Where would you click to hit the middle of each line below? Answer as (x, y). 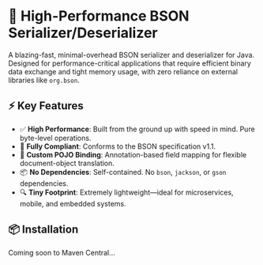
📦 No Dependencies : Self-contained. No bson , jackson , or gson (123, 172)
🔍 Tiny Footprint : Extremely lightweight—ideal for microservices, (127, 192)
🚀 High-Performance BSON (99, 16)
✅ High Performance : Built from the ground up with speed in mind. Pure (137, 129)
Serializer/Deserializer (83, 33)
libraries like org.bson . (44, 80)
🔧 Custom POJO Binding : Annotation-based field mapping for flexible (133, 154)
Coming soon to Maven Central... (62, 252)
